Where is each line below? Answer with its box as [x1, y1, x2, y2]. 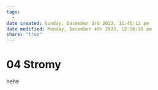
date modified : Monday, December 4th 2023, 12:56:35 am [6, 26, 152, 32]
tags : [6, 9, 20, 15]
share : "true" [6, 32, 43, 38]
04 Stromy [6, 58, 61, 72]
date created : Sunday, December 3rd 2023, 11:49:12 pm [6, 20, 149, 26]
